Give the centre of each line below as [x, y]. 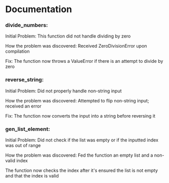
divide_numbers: [27, 25]
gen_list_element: [28, 129]
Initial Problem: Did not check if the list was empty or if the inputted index [82, 140]
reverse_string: [25, 80]
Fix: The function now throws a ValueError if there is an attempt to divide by [84, 61]
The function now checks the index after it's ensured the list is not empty [82, 170]
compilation [18, 51]
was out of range [23, 145]
